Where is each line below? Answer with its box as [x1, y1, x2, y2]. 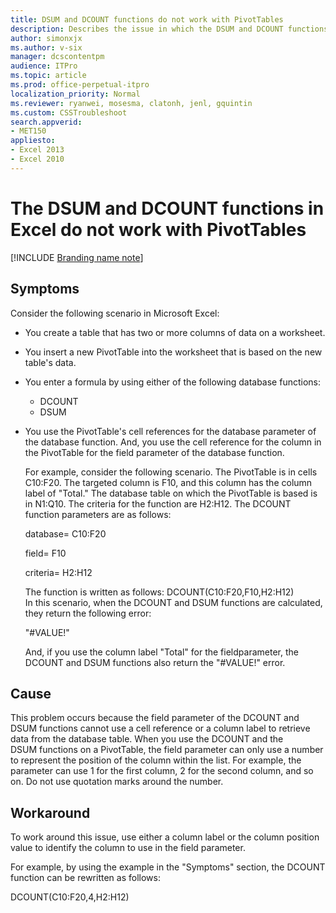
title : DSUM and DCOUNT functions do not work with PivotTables [10, 14, 284, 25]
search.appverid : [10, 117, 83, 127]
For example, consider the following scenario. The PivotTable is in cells [24, 466, 318, 478]
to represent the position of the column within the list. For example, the [10, 754, 302, 766]
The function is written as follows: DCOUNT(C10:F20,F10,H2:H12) [24, 586, 295, 598]
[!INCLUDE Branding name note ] [10, 251, 144, 263]
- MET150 [10, 126, 47, 136]
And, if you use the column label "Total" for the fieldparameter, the [24, 646, 299, 658]
